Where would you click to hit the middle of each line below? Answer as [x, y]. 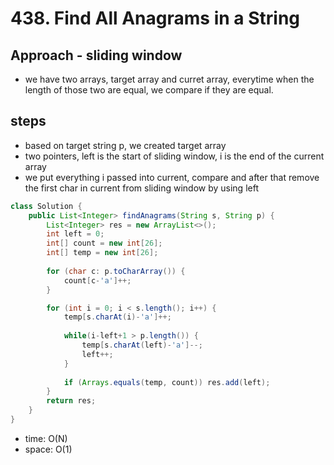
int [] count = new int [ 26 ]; [104, 243]
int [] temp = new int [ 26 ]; [102, 253]
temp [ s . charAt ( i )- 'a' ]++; [117, 317]
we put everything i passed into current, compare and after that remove [172, 177]
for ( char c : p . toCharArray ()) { [116, 271]
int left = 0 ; [75, 234]
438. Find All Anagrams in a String [155, 18]
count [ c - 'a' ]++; [97, 280]
